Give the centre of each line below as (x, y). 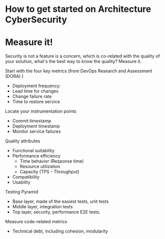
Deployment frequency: (36, 86)
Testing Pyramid (22, 192)
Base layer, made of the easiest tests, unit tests (60, 201)
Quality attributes (23, 141)
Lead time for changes (35, 91)
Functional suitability (33, 151)
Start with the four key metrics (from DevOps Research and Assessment (79, 71)
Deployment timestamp (36, 126)
